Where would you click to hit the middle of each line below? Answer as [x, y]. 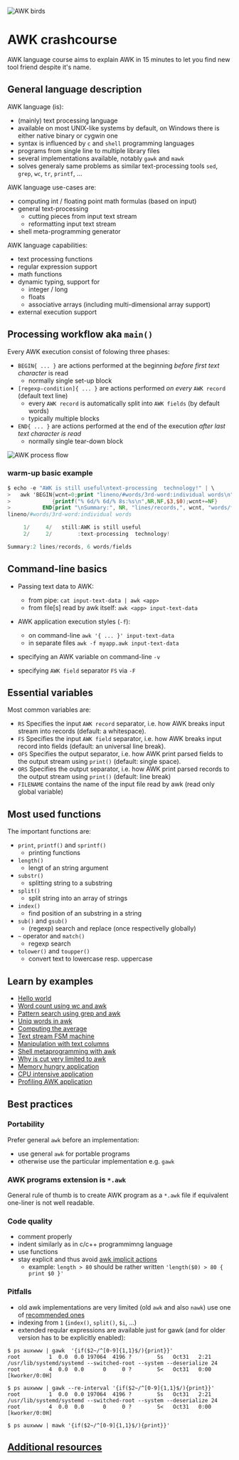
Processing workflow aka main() [80, 335]
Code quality [30, 1221]
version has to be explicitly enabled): [71, 1337]
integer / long [48, 289]
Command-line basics [58, 569]
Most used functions [54, 814]
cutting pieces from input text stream [83, 216]
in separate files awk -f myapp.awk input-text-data [103, 643]
